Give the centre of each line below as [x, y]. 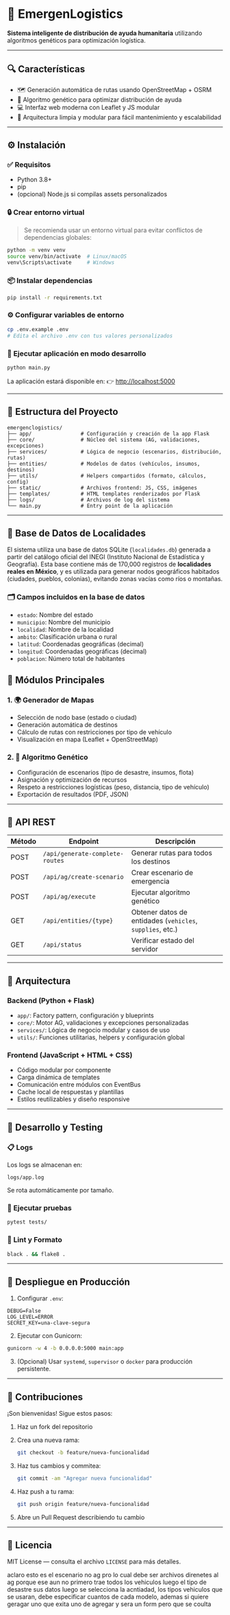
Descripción [176, 842]
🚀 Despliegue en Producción [68, 1281]
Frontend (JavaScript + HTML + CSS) [70, 1055]
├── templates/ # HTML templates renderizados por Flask [104, 494]
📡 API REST [31, 823]
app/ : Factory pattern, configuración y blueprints [85, 1015]
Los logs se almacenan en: [45, 1165]
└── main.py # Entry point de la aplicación [90, 506]
